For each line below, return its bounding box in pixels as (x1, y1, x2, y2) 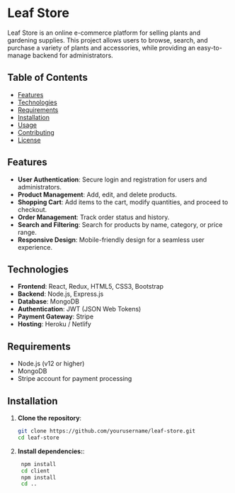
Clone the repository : (17, 414, 82, 422)
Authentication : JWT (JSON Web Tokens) (17, 305, 142, 314)
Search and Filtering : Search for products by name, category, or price (17, 220, 223, 228)
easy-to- (197, 43, 223, 52)
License (17, 135, 41, 144)
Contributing (17, 128, 55, 136)
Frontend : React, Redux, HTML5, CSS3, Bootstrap (17, 282, 164, 291)
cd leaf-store (17, 434, 59, 441)
